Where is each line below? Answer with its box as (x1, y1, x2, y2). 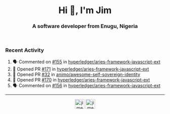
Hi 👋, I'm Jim (58, 5, 112, 16)
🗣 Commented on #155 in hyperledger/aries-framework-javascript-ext (12, 58, 160, 65)
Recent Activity (5, 47, 45, 54)
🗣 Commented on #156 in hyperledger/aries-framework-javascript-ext (12, 82, 161, 88)
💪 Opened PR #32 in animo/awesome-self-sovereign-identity (12, 71, 141, 78)
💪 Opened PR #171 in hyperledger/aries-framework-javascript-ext (12, 66, 149, 72)
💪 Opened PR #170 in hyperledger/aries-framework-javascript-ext (12, 77, 150, 83)
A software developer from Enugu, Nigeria (32, 23, 138, 30)
